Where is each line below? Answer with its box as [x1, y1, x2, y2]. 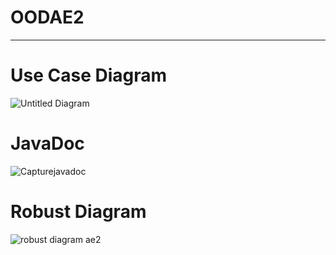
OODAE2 [10, 6, 85, 29]
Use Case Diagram [10, 64, 168, 87]
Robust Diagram [10, 201, 147, 223]
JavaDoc [10, 132, 85, 155]
